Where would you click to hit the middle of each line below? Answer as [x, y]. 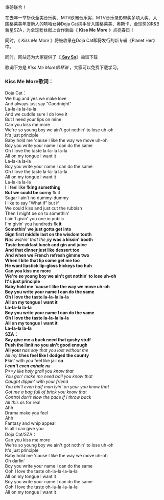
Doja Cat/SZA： [21, 435]
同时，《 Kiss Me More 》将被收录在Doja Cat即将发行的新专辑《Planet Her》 [81, 40]
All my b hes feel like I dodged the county [47, 355]
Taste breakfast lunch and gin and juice [46, 245]
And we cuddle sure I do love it [36, 114]
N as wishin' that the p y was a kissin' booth [49, 239]
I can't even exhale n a [28, 366]
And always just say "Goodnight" [38, 104]
